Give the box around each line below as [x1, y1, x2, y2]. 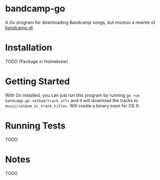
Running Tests [5, 120, 66, 131]
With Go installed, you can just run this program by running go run [5, 92, 140, 98]
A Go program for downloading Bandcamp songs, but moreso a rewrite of [5, 19, 156, 25]
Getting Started [5, 76, 70, 87]
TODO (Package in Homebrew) [5, 58, 68, 64]
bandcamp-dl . [5, 24, 34, 30]
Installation [5, 42, 53, 54]
